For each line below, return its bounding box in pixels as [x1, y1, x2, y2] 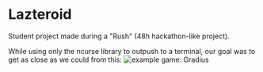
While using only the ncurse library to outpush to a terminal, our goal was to [8, 46, 256, 56]
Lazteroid [8, 5, 72, 23]
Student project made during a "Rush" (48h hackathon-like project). [8, 31, 230, 41]
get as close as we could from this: [8, 55, 123, 64]
